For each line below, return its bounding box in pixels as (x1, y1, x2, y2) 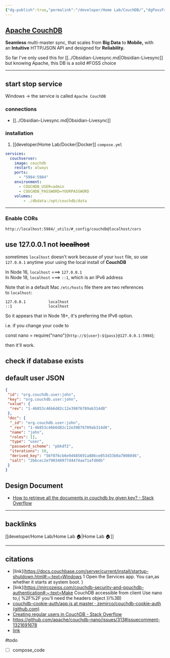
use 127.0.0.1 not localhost (5, 240, 90, 249)
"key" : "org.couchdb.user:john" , (7, 397, 78, 402)
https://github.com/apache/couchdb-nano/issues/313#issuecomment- (12, 616, 160, 623)
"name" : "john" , (10, 430, 44, 435)
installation (5, 130, 34, 137)
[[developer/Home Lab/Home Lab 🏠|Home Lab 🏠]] (5, 533, 114, 539)
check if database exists (5, 357, 84, 365)
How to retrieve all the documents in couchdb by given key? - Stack (12, 495, 154, 501)
